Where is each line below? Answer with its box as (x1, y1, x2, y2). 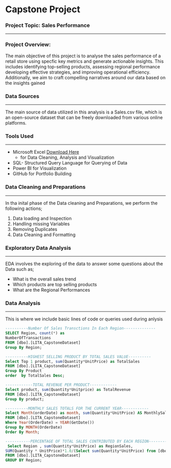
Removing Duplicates (12, 226, 58, 232)
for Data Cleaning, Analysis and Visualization (20, 154, 115, 160)
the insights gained (5, 80, 45, 86)
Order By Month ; (5, 429, 40, 435)
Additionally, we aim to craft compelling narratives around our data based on (5, 74, 166, 80)
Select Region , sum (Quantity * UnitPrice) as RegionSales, (7, 443, 133, 449)
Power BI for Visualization (12, 165, 67, 172)
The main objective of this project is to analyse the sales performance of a (5, 53, 161, 59)
